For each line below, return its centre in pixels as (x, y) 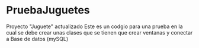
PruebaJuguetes (48, 10)
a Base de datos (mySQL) (37, 39)
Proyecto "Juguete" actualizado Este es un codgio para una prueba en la (94, 26)
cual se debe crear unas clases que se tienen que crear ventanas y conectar (99, 32)
